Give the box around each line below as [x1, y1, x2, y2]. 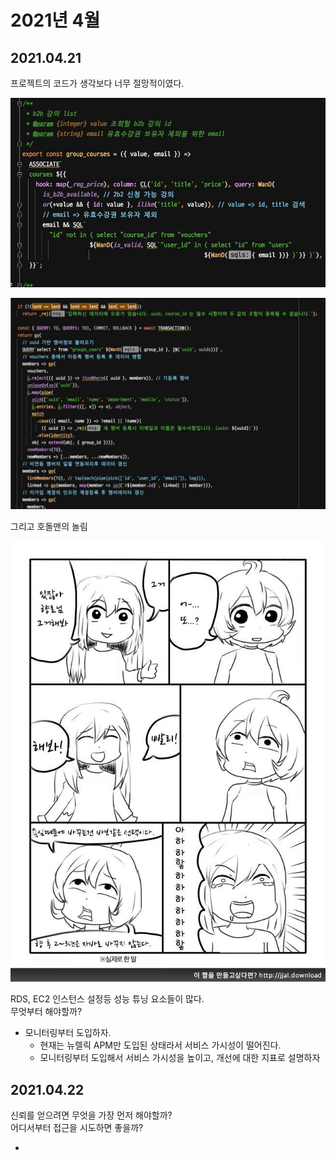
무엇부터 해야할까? [10, 1006, 83, 1018]
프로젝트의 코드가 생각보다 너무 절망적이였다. [10, 77, 185, 89]
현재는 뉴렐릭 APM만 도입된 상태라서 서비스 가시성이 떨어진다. [39, 1039, 282, 1051]
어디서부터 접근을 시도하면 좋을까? [10, 1121, 144, 1133]
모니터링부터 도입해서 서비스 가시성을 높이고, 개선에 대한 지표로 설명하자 [39, 1052, 321, 1064]
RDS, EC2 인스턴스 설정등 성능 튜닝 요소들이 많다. [10, 993, 205, 1005]
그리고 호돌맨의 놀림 [10, 520, 88, 532]
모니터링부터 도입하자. [24, 1027, 112, 1039]
